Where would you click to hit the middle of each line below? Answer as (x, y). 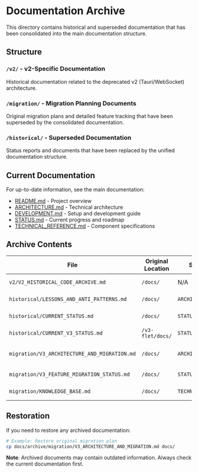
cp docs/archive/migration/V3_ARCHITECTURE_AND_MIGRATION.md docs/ (91, 447)
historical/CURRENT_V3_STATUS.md (56, 333)
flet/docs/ (156, 336)
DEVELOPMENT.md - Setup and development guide (77, 214)
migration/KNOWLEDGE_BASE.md (50, 391)
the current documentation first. (45, 464)
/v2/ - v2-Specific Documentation (56, 69)
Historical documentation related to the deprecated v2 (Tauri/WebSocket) (95, 81)
